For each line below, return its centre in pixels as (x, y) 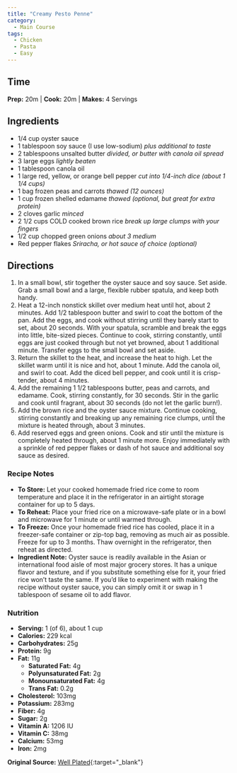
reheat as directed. (45, 550)
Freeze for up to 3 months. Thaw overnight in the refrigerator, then (115, 542)
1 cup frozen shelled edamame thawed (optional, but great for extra (116, 198)
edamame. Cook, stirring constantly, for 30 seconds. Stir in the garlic (118, 395)
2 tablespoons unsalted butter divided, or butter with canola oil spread (121, 153)
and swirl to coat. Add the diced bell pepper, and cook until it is (109, 373)
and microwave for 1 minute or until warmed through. (94, 519)
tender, (28, 380)
